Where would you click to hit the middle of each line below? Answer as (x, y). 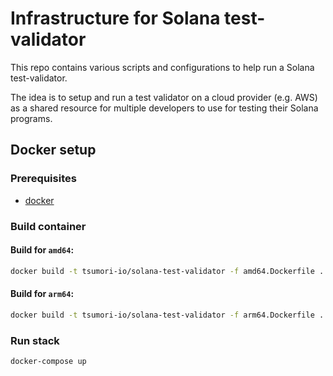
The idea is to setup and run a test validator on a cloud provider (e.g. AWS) (164, 97)
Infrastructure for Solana (115, 18)
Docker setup (53, 150)
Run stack (35, 340)
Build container (48, 226)
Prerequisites (43, 179)
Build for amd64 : (42, 250)
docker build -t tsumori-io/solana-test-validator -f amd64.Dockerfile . (167, 271)
